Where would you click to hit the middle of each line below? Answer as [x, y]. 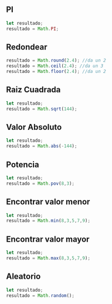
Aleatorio [23, 277]
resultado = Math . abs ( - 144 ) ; [42, 146]
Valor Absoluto [34, 127]
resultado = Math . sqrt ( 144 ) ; [42, 109]
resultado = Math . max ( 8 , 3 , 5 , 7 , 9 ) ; [48, 258]
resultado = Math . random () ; [40, 295]
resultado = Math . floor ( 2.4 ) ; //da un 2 [56, 72]
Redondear [27, 47]
